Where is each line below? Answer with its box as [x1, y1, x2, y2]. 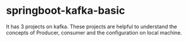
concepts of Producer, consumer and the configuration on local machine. [6, 29, 182, 36]
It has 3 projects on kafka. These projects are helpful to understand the [6, 23, 177, 30]
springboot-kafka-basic [6, 4, 126, 17]
